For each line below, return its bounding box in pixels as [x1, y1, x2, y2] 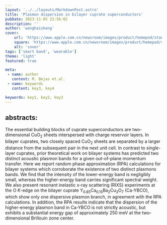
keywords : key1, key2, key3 [5, 95, 64, 100]
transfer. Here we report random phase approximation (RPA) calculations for [5, 161, 161, 167]
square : [14, 40, 30, 45]
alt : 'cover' [14, 44, 41, 49]
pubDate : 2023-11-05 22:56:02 [5, 16, 68, 21]
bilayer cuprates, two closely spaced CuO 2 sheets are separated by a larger [5, 138, 161, 145]
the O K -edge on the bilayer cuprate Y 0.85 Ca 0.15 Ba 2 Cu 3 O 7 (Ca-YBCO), [5, 187, 149, 195]
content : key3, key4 [11, 86, 55, 91]
